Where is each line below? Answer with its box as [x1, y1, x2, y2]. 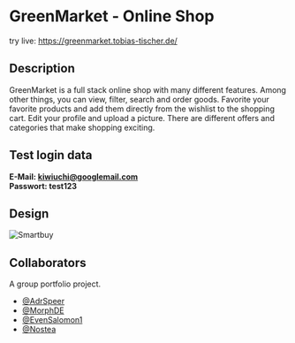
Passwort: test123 [9, 180, 78, 191]
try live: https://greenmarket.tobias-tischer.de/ [9, 35, 178, 46]
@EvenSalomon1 [21, 315, 83, 325]
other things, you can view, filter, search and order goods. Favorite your [9, 94, 269, 104]
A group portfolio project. [9, 278, 102, 289]
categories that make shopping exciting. [9, 122, 155, 133]
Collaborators [9, 255, 87, 271]
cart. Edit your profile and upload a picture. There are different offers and [9, 112, 276, 123]
